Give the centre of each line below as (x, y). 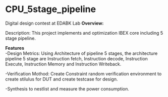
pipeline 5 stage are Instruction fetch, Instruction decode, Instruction (76, 58)
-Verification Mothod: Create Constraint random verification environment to (83, 73)
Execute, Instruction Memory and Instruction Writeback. (63, 64)
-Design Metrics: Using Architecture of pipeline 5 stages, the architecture (81, 53)
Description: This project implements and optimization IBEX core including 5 (84, 33)
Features (15, 48)
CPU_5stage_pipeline (51, 9)
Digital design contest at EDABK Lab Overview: (54, 23)
